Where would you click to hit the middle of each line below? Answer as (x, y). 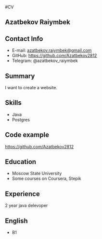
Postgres (21, 119)
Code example (27, 135)
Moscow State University (37, 174)
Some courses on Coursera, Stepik (47, 178)
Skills (13, 103)
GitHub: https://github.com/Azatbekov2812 (54, 56)
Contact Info (24, 39)
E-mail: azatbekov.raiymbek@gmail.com (52, 50)
